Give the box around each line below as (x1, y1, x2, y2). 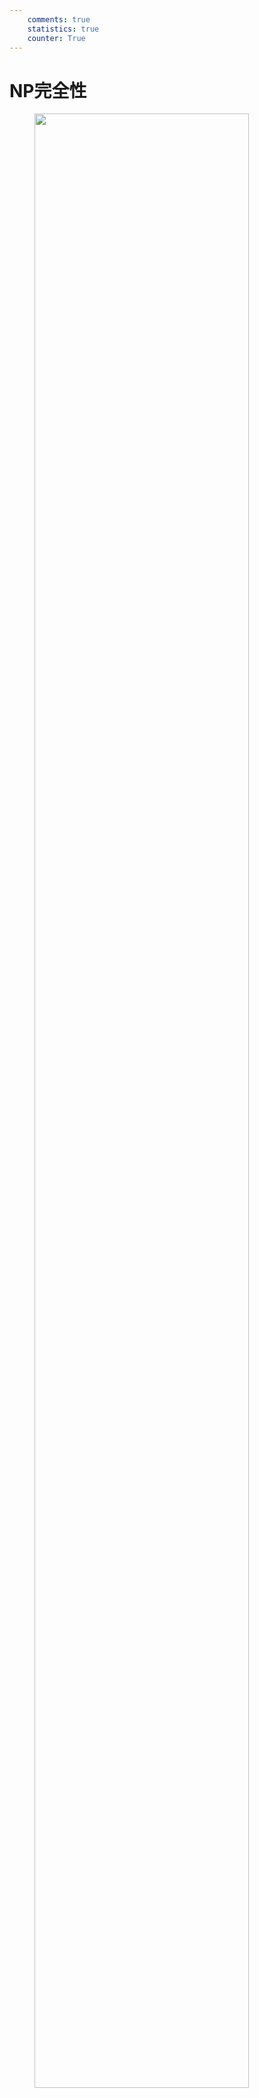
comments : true (27, 14, 91, 25)
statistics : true (27, 24, 100, 34)
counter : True (27, 33, 86, 43)
